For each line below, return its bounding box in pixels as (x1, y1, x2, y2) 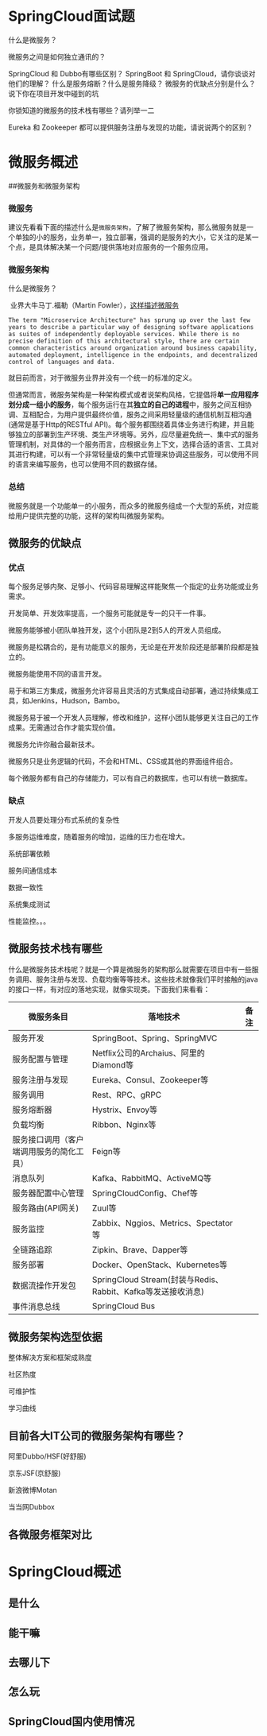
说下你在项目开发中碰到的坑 (8, 88, 99, 98)
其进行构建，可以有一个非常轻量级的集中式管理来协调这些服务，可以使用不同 (8, 450, 259, 459)
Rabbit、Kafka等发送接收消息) (91, 1285, 205, 1296)
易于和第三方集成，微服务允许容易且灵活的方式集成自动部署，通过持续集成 (8, 686, 252, 696)
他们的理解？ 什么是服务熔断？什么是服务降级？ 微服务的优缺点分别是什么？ (8, 79, 256, 88)
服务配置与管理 (12, 1053, 69, 1064)
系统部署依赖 (8, 848, 50, 858)
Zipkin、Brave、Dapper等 (91, 1244, 188, 1255)
